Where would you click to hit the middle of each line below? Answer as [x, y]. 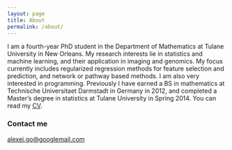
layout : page [26, 14]
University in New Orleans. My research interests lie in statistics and [105, 54]
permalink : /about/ [36, 27]
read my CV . [25, 106]
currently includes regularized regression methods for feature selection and [116, 69]
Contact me [28, 124]
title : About [26, 20]
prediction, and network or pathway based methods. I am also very [103, 76]
